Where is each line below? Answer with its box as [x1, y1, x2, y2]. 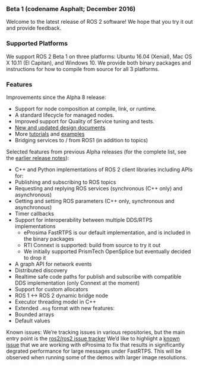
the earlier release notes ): [6, 154, 70, 161]
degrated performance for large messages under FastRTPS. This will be [6, 347, 182, 355]
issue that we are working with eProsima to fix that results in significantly [6, 341, 185, 348]
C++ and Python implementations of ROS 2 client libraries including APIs [14, 165, 193, 173]
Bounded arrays [14, 311, 55, 318]
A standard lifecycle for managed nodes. [14, 111, 115, 119]
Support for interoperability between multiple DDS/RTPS [14, 216, 153, 224]
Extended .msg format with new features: [14, 304, 115, 311]
